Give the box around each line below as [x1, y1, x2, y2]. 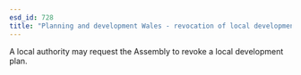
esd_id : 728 [9, 12, 54, 22]
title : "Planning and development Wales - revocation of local [9, 21, 251, 30]
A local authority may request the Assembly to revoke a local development [9, 46, 284, 56]
